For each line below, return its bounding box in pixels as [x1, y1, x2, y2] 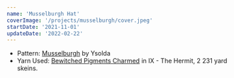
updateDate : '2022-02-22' [6, 30, 83, 37]
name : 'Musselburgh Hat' [6, 10, 80, 18]
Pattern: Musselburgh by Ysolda [16, 49, 111, 58]
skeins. [16, 64, 38, 72]
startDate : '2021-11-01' [6, 23, 80, 30]
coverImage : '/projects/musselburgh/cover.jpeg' [6, 17, 153, 24]
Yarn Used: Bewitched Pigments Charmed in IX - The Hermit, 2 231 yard [16, 57, 228, 65]
